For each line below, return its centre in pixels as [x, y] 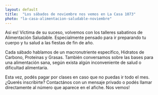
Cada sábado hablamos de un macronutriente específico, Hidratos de [75, 52]
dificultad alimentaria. [27, 68]
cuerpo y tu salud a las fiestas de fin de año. [49, 43]
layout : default [21, 9]
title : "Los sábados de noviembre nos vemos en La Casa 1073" [70, 14]
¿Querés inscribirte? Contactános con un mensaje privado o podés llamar [79, 82]
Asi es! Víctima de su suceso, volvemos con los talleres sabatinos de [74, 33]
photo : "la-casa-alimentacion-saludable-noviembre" [58, 19]
